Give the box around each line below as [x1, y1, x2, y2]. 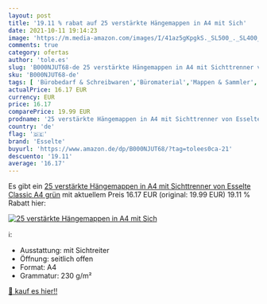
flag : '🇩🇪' [8, 130, 48, 138]
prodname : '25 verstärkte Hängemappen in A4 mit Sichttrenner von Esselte [8, 115, 261, 123]
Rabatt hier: [8, 198, 46, 208]
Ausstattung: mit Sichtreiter [19, 246, 110, 255]
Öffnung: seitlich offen [19, 254, 94, 263]
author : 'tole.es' [8, 57, 69, 64]
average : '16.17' [8, 160, 66, 168]
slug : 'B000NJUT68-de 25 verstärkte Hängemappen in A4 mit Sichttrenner [8, 64, 254, 72]
